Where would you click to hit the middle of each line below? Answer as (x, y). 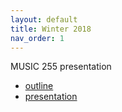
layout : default (44, 19)
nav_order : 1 (37, 38)
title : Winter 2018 (51, 29)
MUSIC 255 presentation (61, 67)
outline (39, 86)
